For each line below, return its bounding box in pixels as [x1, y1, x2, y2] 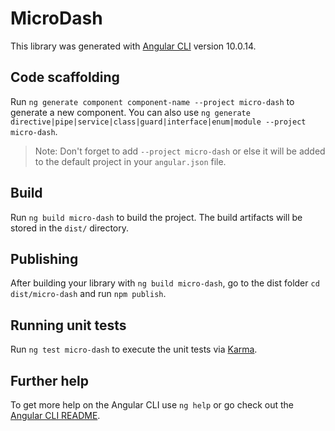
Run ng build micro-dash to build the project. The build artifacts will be [10, 211, 303, 223]
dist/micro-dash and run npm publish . [10, 288, 167, 300]
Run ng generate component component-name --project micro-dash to [10, 95, 295, 107]
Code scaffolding [10, 69, 120, 86]
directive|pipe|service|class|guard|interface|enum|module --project [10, 117, 307, 127]
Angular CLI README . [10, 410, 101, 421]
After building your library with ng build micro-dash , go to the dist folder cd [10, 277, 320, 289]
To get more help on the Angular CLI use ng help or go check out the [10, 399, 294, 411]
